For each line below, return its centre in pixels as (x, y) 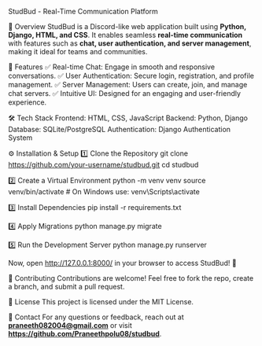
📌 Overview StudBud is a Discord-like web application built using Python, (127, 26)
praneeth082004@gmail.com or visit (70, 325)
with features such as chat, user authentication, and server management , (130, 43)
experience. (28, 102)
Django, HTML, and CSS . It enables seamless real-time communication (125, 35)
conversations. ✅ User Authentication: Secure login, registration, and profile (131, 75)
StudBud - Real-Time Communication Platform (83, 11)
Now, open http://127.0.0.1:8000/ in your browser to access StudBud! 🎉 (123, 263)
